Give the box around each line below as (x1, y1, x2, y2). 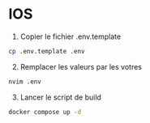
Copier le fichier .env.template (19, 32, 122, 41)
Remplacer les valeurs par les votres (19, 61, 143, 71)
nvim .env (8, 78, 42, 86)
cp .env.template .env (8, 47, 85, 55)
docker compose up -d (8, 108, 82, 116)
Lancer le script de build (19, 92, 101, 102)
